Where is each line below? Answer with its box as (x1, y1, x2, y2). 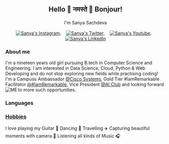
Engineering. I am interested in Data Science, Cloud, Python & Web (5, 65, 146, 71)
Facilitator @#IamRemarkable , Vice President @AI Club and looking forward (5, 81, 164, 88)
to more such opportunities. (18, 87, 76, 93)
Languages (5, 100, 34, 107)
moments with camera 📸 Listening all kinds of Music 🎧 (5, 133, 121, 139)
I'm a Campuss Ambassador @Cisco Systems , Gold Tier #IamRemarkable (5, 76, 160, 82)
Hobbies (5, 113, 27, 120)
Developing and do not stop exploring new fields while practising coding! (5, 71, 158, 77)
